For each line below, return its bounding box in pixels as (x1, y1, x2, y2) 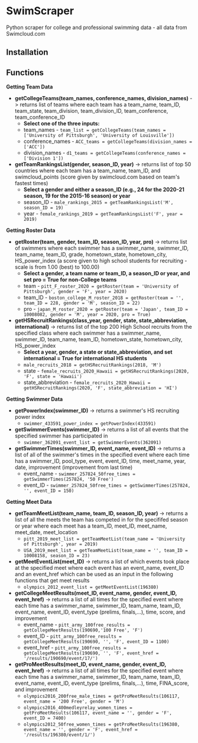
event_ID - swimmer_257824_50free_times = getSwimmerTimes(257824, (23, 482, 191, 489)
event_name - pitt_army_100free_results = (23, 621, 131, 628)
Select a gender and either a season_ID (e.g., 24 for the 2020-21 (23, 186, 185, 193)
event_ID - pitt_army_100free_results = (23, 633, 122, 640)
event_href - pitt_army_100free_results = (23, 644, 127, 651)
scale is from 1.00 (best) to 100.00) (14, 263, 100, 271)
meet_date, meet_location (14, 529, 78, 536)
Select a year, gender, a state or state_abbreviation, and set (23, 348, 173, 355)
